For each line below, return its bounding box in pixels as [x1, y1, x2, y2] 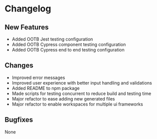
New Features [4, 23, 49, 31]
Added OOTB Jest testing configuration [11, 36, 93, 42]
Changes [4, 61, 33, 70]
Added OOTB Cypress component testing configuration [11, 41, 126, 47]
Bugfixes [4, 115, 33, 124]
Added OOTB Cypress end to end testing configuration [11, 47, 125, 52]
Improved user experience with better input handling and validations [11, 79, 153, 85]
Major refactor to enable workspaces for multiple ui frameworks [11, 101, 143, 107]
